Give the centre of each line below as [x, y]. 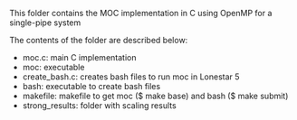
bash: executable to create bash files [91, 86]
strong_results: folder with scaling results [99, 106]
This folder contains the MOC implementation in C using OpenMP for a [141, 13]
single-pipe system [45, 23]
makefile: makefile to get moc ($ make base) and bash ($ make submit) [155, 96]
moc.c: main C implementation [79, 57]
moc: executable [53, 67]
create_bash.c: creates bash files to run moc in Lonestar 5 [131, 77]
